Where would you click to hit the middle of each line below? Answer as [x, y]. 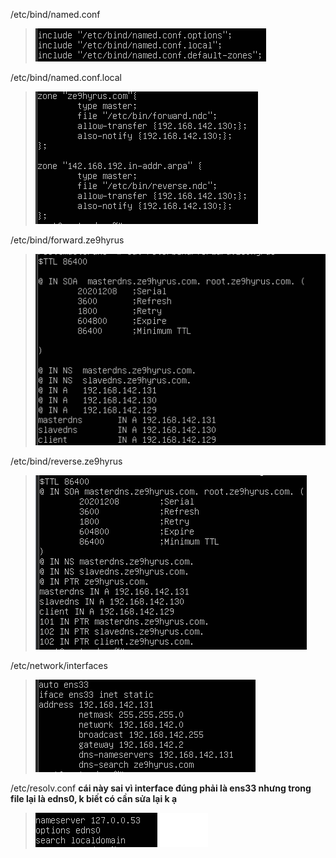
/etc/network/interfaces [59, 665]
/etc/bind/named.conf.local [66, 77]
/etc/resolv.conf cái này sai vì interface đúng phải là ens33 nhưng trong [161, 788]
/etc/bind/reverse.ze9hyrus [66, 461]
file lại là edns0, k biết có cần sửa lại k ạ [94, 798]
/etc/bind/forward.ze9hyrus [67, 240]
